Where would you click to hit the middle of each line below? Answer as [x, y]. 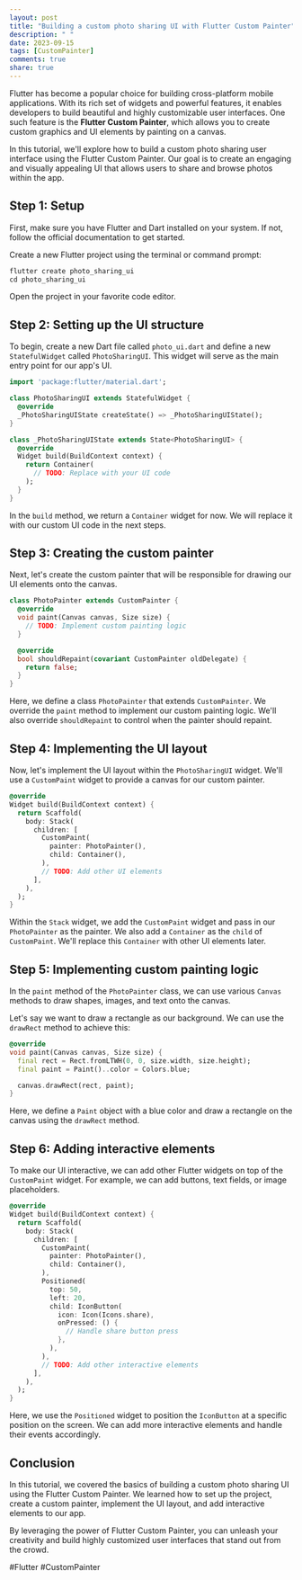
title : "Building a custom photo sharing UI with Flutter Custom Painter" [152, 26]
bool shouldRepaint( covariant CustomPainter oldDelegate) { [132, 659]
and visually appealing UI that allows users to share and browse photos [141, 168]
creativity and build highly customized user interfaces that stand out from [145, 1540]
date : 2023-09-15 [42, 43]
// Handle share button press [122, 1332]
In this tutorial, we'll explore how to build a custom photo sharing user [138, 148]
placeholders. [35, 1190]
